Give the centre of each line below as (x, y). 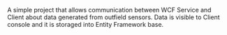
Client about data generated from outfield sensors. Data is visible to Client (113, 17)
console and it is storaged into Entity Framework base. (86, 24)
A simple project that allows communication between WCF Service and (109, 10)
